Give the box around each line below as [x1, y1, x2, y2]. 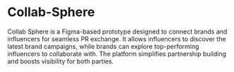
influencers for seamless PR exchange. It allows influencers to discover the [7, 34, 226, 43]
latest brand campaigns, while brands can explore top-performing [7, 42, 199, 50]
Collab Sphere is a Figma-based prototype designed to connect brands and [7, 27, 228, 36]
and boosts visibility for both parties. [7, 57, 115, 65]
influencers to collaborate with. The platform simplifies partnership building [7, 50, 226, 58]
